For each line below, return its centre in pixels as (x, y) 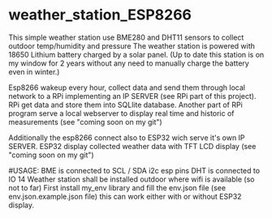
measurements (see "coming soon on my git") (85, 122)
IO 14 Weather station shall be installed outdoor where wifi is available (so (132, 179)
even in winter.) (34, 71)
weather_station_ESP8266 (100, 15)
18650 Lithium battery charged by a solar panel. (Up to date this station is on (136, 54)
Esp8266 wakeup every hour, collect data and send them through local (127, 88)
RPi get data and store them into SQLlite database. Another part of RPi (126, 105)
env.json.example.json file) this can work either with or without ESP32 (125, 196)
